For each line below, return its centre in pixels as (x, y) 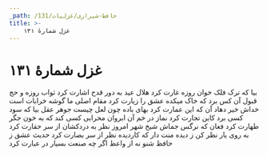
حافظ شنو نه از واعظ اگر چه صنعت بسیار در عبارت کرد (91, 143)
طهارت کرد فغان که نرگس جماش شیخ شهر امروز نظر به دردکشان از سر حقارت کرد (134, 126)
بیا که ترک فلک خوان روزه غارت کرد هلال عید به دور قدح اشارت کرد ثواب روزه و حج (133, 92)
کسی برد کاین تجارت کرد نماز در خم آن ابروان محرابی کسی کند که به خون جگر (126, 118)
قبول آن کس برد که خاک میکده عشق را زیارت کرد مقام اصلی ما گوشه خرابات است (133, 101)
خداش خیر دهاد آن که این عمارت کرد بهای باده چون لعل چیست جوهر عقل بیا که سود (134, 110)
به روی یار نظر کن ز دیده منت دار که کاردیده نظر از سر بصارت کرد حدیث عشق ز (129, 135)
